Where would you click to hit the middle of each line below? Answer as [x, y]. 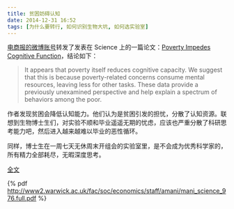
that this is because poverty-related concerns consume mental [115, 77]
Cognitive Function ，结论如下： [53, 56]
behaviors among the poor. [63, 100]
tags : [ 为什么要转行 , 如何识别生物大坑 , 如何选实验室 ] [78, 26]
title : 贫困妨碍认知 [34, 14]
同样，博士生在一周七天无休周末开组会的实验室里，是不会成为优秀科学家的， [117, 146]
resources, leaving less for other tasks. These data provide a [111, 85]
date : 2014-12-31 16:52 [42, 20]
